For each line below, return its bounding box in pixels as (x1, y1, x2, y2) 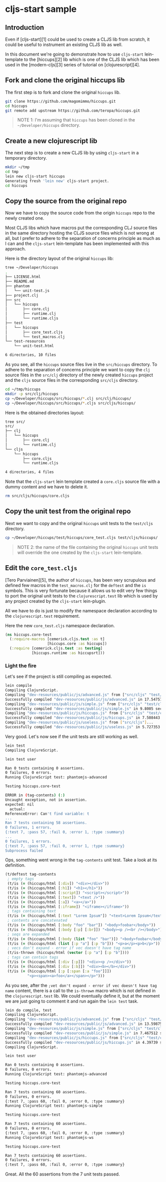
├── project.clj (5, 293, 39, 298)
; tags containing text (7, 909, 56, 914)
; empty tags (7, 877, 35, 882)
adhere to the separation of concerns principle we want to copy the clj (5, 367, 151, 373)
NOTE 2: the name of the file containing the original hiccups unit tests (17, 544, 159, 550)
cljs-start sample (5, 3, 77, 15)
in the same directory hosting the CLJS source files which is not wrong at (5, 230, 155, 236)
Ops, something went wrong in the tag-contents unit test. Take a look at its (5, 857, 157, 863)
